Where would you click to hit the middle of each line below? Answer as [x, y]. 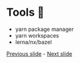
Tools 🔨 [25, 12]
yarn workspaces [37, 35]
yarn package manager [45, 29]
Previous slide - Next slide [39, 53]
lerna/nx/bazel [33, 42]
